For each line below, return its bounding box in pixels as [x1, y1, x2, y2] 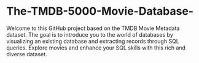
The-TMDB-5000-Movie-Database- [6, 4, 194, 18]
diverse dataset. [6, 50, 47, 57]
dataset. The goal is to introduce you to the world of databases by [6, 31, 173, 38]
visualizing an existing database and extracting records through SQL [6, 37, 179, 45]
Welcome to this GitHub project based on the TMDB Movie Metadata [6, 24, 180, 32]
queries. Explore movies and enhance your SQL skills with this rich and [6, 44, 186, 51]
